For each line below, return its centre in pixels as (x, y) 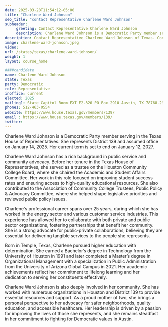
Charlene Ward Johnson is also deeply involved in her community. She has (82, 287)
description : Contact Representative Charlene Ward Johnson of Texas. (80, 38)
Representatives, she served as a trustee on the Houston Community (76, 167)
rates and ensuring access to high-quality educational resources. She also (82, 183)
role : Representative (28, 89)
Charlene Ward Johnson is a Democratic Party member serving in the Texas (83, 136)
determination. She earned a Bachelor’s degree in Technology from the (78, 250)
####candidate (20, 70)
